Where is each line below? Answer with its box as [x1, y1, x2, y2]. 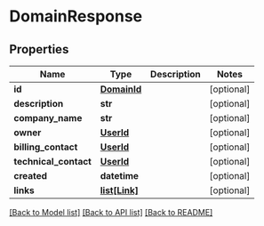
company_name [13, 112, 83, 124]
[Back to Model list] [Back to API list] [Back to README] [9, 207, 213, 217]
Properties [9, 42, 69, 57]
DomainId [100, 83, 142, 95]
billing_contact [13, 141, 78, 153]
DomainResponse [9, 6, 143, 27]
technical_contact [13, 156, 92, 167]
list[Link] [100, 184, 140, 197]
